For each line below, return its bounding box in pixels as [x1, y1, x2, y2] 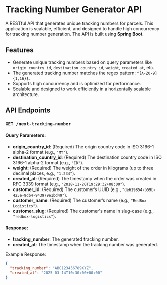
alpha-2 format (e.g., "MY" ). [12, 149, 69, 155]
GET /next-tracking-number [5, 121, 71, 127]
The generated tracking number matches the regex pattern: [12, 70, 136, 76]
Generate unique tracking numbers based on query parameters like [12, 59, 152, 65]
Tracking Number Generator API [5, 4, 142, 15]
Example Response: [5, 251, 46, 257]
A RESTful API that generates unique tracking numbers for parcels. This [5, 20, 154, 26]
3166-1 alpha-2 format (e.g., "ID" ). [12, 160, 84, 166]
